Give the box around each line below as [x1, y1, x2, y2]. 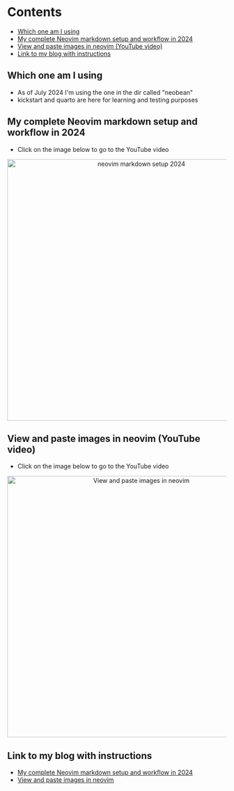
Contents [7, 4, 63, 20]
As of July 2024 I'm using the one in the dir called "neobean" [17, 88, 194, 96]
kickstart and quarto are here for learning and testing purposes [17, 95, 198, 104]
